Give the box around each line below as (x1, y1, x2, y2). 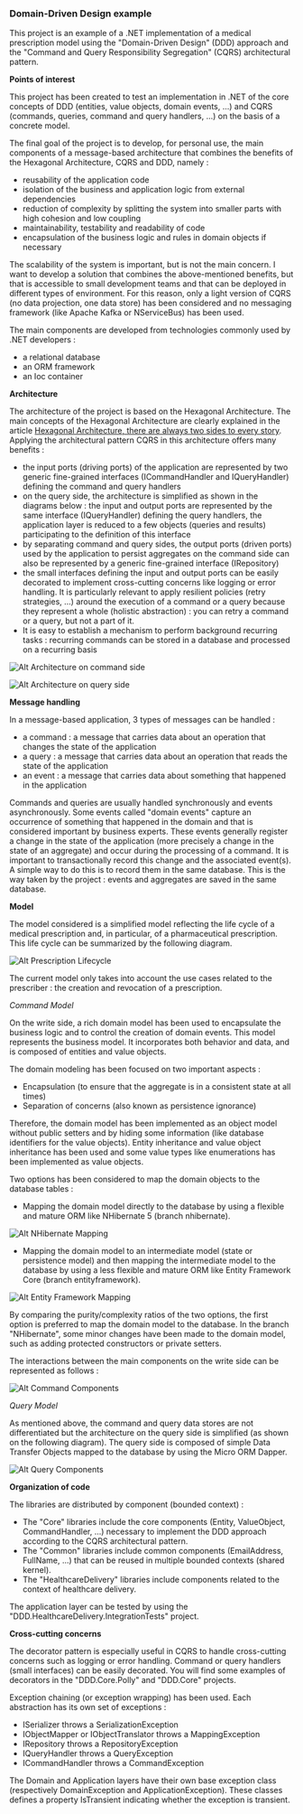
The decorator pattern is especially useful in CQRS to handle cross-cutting (9, 1646, 287, 1657)
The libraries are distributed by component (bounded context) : (9, 1499, 244, 1510)
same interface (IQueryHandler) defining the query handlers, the (22, 510, 262, 521)
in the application (22, 780, 87, 790)
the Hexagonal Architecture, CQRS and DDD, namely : (9, 157, 209, 168)
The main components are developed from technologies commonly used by (9, 324, 291, 336)
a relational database (22, 351, 101, 363)
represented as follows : (9, 1365, 99, 1376)
